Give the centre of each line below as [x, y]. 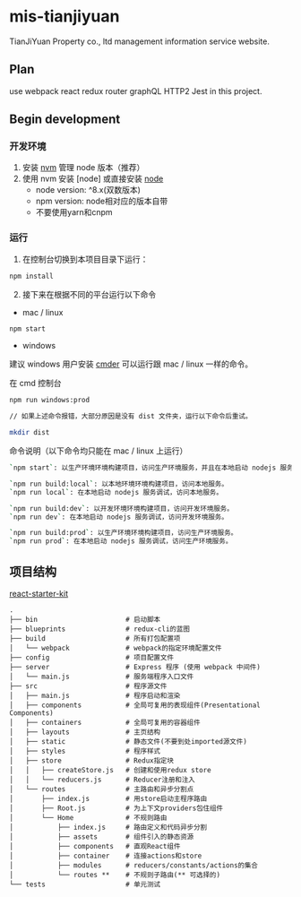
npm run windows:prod [50, 401]
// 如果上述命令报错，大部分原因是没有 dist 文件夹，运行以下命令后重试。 [131, 417]
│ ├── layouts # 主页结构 [85, 732]
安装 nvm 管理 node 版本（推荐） [83, 168]
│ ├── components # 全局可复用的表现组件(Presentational [135, 705]
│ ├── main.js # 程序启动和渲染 [95, 696]
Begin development [65, 120]
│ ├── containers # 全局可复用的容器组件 [105, 723]
